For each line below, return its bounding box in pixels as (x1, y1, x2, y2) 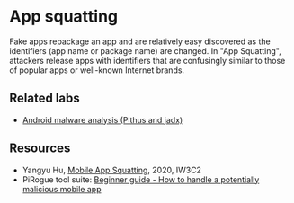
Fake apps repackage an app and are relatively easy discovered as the (9, 36, 272, 47)
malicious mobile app (22, 183, 102, 194)
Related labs (9, 91, 81, 106)
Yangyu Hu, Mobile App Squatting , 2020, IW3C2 (22, 164, 202, 175)
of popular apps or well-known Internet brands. (9, 65, 185, 75)
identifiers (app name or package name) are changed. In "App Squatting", (9, 45, 281, 56)
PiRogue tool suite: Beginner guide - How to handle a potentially (22, 173, 260, 185)
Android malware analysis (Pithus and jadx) (22, 114, 183, 125)
